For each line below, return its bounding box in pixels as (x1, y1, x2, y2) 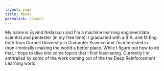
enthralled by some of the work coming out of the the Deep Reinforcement (5, 55, 155, 61)
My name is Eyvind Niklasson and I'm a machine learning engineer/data (5, 30, 149, 35)
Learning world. (5, 60, 37, 66)
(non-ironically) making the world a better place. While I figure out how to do (5, 45, 160, 51)
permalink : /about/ (5, 16, 45, 21)
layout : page (5, 7, 32, 12)
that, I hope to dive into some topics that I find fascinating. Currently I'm (5, 50, 150, 56)
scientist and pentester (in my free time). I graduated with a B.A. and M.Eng (5, 35, 157, 40)
